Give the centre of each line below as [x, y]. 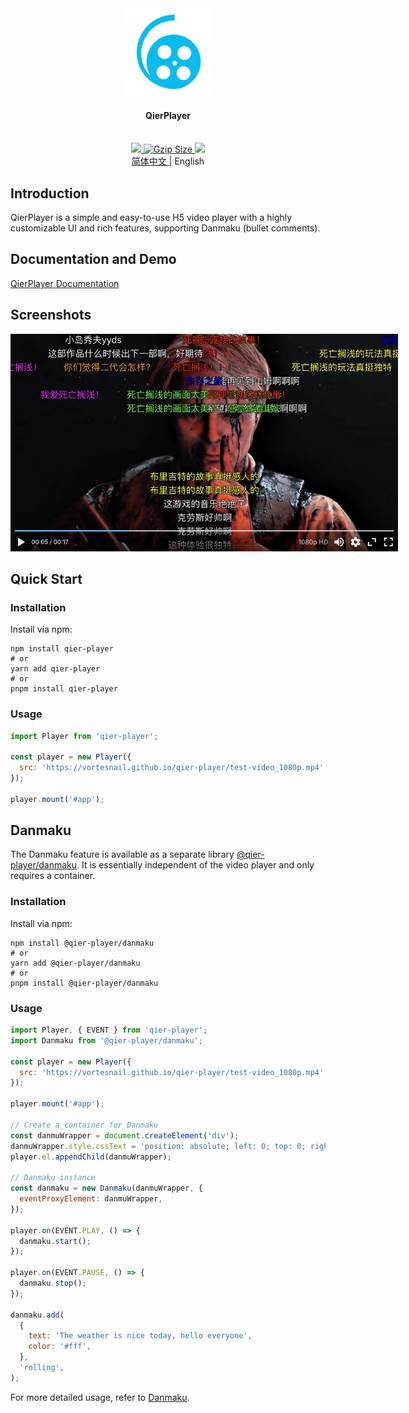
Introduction [50, 193]
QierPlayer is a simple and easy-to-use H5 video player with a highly [151, 218]
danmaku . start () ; [55, 1241]
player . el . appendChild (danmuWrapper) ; [91, 1157]
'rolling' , [42, 1368]
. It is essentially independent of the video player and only [195, 865]
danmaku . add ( [37, 1315]
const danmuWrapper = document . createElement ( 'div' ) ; [125, 1135]
